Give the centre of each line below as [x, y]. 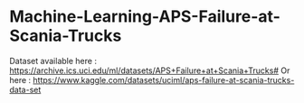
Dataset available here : [53, 61]
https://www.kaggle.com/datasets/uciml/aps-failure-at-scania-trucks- [164, 80]
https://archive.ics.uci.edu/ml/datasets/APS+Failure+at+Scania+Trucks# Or [150, 70]
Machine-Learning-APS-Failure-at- [145, 17]
